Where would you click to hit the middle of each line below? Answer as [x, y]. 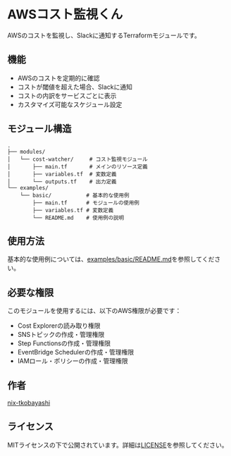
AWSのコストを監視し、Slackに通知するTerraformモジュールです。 [104, 35]
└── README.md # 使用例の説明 [79, 218]
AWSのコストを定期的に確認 [58, 78]
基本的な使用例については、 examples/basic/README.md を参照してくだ [111, 259]
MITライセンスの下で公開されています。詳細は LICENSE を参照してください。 [118, 445]
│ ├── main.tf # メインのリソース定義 [77, 166]
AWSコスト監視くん [65, 14]
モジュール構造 [39, 129]
